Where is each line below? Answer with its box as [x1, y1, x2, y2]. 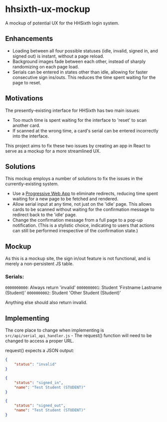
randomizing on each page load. [12, 63, 79, 69]
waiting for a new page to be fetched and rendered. [12, 196, 119, 202]
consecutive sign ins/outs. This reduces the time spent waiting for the [12, 74, 156, 80]
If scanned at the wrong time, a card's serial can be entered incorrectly [12, 127, 159, 133]
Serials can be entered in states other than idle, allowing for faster [12, 69, 148, 75]
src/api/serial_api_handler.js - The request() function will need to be [5, 333, 152, 339]
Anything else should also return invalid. [5, 300, 88, 306]
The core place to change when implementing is [5, 327, 104, 333]
